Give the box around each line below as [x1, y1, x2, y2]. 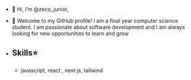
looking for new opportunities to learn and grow [11, 30, 129, 37]
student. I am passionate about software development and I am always [11, 24, 186, 30]
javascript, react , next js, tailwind [20, 66, 103, 74]
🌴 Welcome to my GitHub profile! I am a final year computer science [11, 17, 179, 24]
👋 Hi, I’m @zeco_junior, [11, 6, 69, 13]
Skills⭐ [11, 48, 39, 58]
